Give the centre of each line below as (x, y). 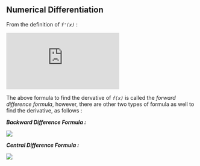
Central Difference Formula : (43, 145)
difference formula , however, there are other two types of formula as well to (100, 104)
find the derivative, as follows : (44, 110)
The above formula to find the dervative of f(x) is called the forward (91, 97)
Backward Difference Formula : (46, 122)
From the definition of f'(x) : (42, 24)
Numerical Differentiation (55, 10)
